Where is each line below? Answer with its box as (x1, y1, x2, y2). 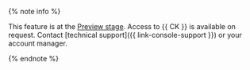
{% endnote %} (8, 54, 60, 63)
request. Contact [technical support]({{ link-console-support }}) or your (8, 31, 242, 39)
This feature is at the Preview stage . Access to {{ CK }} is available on (8, 22, 237, 31)
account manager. (8, 39, 67, 48)
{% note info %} (8, 7, 61, 16)
